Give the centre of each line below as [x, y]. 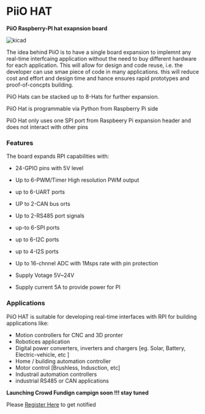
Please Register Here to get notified [51, 404]
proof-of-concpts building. [40, 85]
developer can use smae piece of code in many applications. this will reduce [103, 71]
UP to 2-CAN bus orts [43, 204]
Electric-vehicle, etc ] [42, 354]
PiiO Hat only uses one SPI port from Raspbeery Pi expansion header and [99, 120]
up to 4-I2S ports [37, 252]
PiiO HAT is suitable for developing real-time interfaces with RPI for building [102, 316]
